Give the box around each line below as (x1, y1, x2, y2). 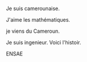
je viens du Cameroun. (6, 27, 60, 35)
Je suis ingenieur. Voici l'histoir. (6, 39, 81, 46)
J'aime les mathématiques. (6, 16, 71, 23)
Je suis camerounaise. (6, 5, 60, 12)
